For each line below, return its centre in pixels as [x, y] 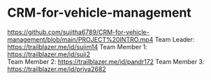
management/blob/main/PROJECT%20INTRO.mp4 [80, 39]
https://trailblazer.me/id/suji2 [49, 54]
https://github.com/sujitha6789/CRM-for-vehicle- [78, 32]
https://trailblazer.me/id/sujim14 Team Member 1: [78, 47]
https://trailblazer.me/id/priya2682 [57, 69]
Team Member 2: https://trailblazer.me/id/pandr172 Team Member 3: [106, 61]
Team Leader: [175, 39]
